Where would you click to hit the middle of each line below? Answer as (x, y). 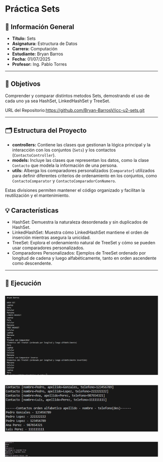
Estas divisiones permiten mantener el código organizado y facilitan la (75, 190)
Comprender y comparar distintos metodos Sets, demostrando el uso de (77, 96)
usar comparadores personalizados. (48, 248)
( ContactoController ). (34, 155)
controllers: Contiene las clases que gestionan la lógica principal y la (81, 144)
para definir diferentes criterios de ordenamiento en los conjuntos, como (85, 175)
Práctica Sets (33, 9)
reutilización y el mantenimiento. (37, 195)
